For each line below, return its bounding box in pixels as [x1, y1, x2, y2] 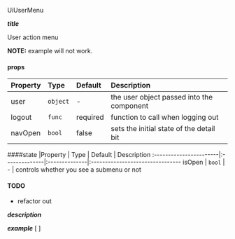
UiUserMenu [7, 6, 44, 14]
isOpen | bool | [183, 158, 225, 167]
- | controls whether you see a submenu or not [7, 165, 142, 174]
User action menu [7, 33, 59, 41]
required [76, 112, 104, 122]
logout [10, 112, 32, 122]
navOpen [10, 128, 41, 138]
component [111, 101, 149, 111]
